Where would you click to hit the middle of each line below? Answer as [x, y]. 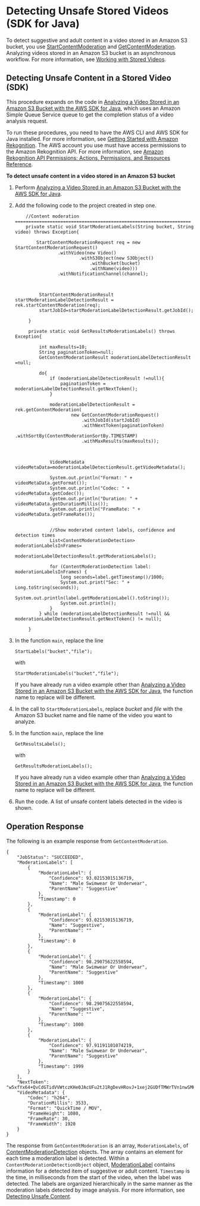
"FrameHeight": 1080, [54, 1113]
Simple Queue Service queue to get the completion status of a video [90, 114]
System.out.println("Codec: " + [90, 488]
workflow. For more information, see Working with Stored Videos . [86, 59]
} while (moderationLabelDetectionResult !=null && [104, 614]
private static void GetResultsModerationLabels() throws [102, 331]
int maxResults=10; [63, 347]
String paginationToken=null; [76, 352]
